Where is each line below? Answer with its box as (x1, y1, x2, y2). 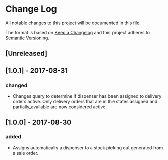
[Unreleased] (5, 49, 48, 58)
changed (5, 82, 28, 89)
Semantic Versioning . (5, 35, 49, 41)
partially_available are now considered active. (12, 104, 107, 110)
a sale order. (12, 150, 39, 156)
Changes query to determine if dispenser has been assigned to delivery (12, 93, 162, 99)
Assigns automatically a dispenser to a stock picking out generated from (12, 144, 163, 151)
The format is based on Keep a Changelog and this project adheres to (5, 29, 150, 35)
